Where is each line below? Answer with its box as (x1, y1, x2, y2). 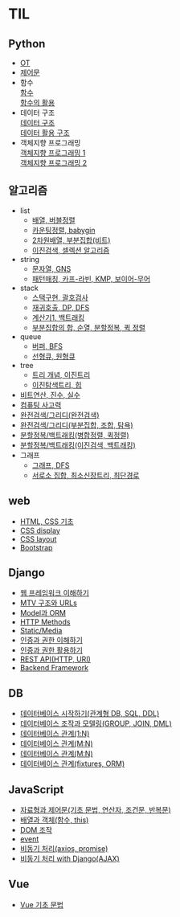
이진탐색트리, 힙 (31, 379, 82, 390)
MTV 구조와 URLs (19, 598, 78, 608)
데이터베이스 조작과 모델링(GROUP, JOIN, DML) (19, 718, 173, 728)
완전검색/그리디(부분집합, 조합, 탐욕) (19, 420, 134, 430)
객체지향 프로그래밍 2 (19, 158, 88, 167)
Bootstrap (19, 542, 53, 552)
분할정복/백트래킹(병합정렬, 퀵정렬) (19, 430, 130, 440)
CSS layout (19, 534, 57, 543)
